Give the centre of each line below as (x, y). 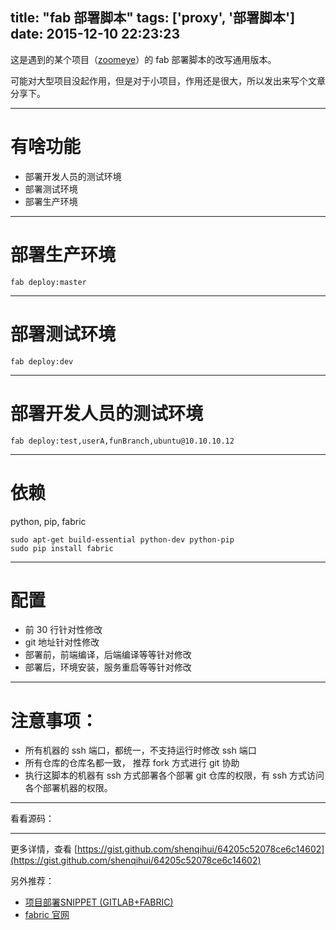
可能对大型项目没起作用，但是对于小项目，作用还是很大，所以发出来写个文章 (168, 80)
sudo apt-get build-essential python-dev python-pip (122, 539)
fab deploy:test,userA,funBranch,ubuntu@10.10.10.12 (122, 441)
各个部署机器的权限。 (68, 788)
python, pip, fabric (48, 521)
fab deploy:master (48, 282)
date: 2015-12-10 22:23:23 (95, 34)
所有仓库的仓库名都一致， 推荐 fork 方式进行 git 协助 (132, 763)
